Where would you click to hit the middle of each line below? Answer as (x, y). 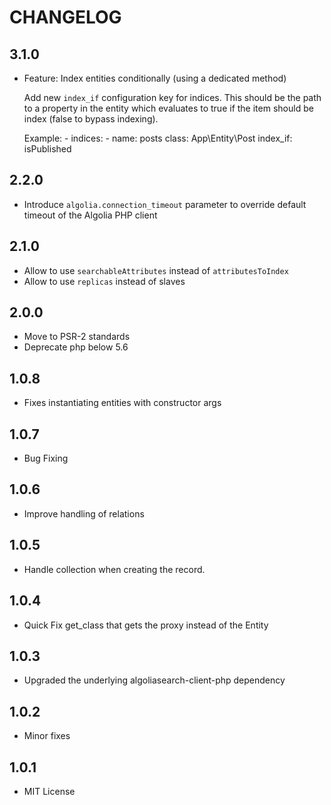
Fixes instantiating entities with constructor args (122, 403)
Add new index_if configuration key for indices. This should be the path (172, 97)
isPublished (47, 149)
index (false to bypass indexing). (91, 119)
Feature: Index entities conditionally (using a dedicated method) (155, 78)
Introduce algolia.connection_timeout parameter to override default (165, 204)
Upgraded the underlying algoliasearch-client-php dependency (154, 680)
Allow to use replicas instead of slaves (104, 281)
